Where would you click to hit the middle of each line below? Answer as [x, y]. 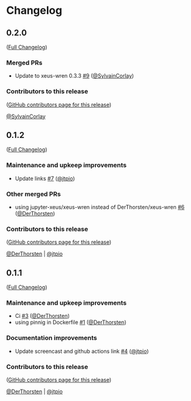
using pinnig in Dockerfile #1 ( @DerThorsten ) [71, 322]
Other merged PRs [34, 194]
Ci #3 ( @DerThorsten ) [42, 316]
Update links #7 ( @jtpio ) [45, 178]
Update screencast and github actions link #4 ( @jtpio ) [82, 351]
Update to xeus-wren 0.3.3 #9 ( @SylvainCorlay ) [74, 76]
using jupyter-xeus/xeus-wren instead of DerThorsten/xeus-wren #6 [100, 207]
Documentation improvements [52, 338]
